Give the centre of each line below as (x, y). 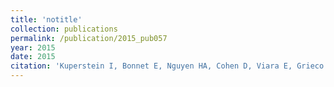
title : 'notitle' (46, 19)
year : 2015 (33, 47)
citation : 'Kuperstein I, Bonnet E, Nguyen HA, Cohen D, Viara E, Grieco (167, 66)
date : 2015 (33, 57)
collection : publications (64, 29)
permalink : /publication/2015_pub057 (89, 38)
